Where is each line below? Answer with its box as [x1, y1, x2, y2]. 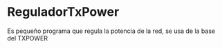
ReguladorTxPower [7, 4, 120, 20]
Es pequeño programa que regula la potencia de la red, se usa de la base [7, 27, 216, 35]
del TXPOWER [7, 34, 48, 42]
